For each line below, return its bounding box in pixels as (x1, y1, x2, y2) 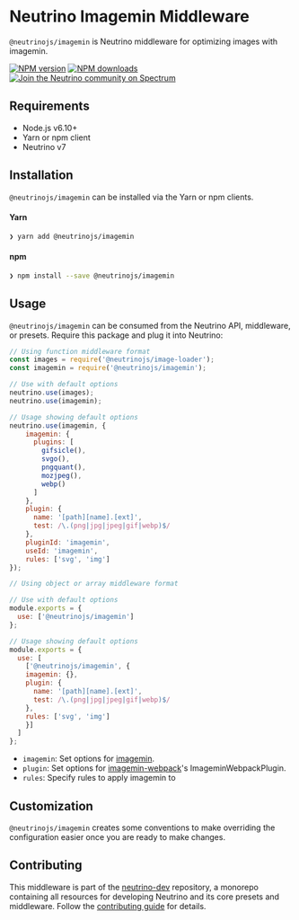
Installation (9, 168, 74, 183)
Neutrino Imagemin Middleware (9, 6, 250, 27)
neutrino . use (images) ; (9, 388, 94, 397)
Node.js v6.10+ (22, 122, 78, 133)
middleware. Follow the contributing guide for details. (9, 900, 207, 911)
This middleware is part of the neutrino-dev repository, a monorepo (9, 881, 259, 892)
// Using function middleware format (9, 347, 151, 356)
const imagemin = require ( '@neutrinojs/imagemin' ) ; (9, 364, 207, 373)
